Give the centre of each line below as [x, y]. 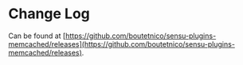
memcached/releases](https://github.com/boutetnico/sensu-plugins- [121, 44]
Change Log [49, 14]
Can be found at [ [37, 36]
